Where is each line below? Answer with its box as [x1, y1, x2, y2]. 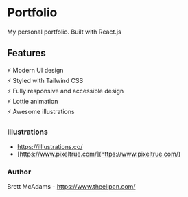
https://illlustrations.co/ [16, 143, 83, 151]
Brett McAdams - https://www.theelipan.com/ [7, 183, 136, 191]
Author [7, 167, 32, 176]
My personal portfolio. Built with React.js [7, 27, 121, 36]
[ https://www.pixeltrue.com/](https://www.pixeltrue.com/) [16, 150, 181, 159]
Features [7, 47, 46, 59]
